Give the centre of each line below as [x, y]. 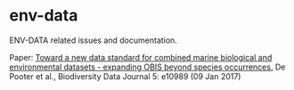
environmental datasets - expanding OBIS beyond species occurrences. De [147, 67]
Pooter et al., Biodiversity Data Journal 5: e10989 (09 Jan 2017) [125, 76]
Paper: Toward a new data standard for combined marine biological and [141, 57]
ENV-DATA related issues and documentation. [94, 40]
